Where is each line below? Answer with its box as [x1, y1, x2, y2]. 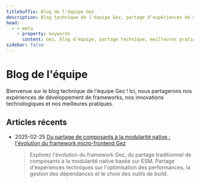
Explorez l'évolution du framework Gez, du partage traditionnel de [29, 151, 192, 158]
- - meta [11, 25, 33, 32]
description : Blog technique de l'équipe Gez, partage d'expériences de [6, 14, 190, 20]
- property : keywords [17, 31, 70, 37]
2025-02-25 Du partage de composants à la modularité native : [14, 133, 171, 140]
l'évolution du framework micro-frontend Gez [14, 139, 126, 147]
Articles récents [6, 117, 67, 128]
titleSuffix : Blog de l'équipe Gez [6, 8, 95, 15]
